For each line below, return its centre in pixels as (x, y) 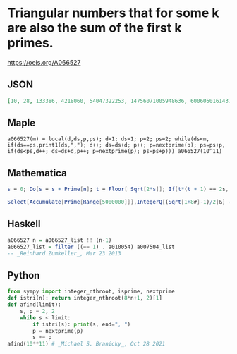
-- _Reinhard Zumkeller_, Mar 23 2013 (64, 253)
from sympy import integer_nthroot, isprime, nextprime (91, 292)
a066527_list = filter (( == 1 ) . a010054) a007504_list (91, 247)
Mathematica (37, 173)
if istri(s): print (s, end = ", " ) (82, 324)
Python (24, 275)
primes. (31, 43)
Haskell (24, 224)
